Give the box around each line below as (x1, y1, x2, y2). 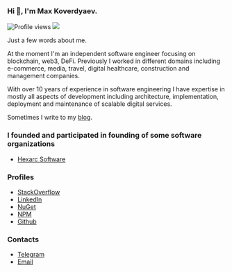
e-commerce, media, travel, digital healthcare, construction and (7, 64, 190, 73)
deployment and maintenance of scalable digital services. (7, 100, 172, 108)
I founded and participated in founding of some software (7, 131, 202, 140)
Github (17, 217, 37, 226)
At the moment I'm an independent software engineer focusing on (7, 50, 196, 58)
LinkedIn (17, 195, 42, 203)
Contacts (7, 235, 40, 244)
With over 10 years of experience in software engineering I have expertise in (7, 85, 226, 93)
